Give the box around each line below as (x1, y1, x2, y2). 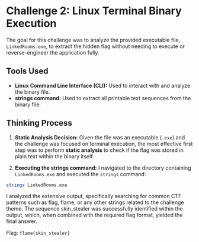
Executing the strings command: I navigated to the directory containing (14, 164, 191, 171)
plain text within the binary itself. (14, 152, 94, 160)
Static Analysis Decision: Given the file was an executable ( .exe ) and (14, 133, 185, 141)
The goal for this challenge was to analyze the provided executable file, (6, 36, 181, 43)
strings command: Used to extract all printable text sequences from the (14, 94, 191, 101)
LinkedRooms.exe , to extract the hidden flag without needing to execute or (6, 43, 185, 50)
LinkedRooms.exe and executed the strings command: (14, 170, 146, 177)
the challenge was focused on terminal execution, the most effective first (14, 140, 193, 147)
